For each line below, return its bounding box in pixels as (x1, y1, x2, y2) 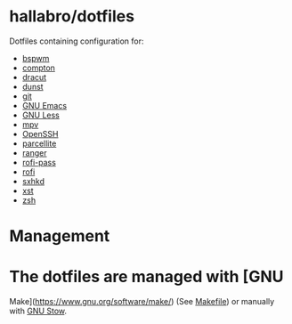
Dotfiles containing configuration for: (9, 36, 144, 46)
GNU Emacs (21, 100, 68, 110)
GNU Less (21, 109, 61, 120)
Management (9, 226, 110, 247)
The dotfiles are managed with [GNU (9, 267, 284, 287)
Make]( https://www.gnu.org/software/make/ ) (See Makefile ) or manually (9, 296, 275, 307)
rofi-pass (21, 157, 56, 167)
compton (21, 62, 56, 73)
